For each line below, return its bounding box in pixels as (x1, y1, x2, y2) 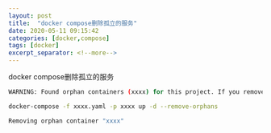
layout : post (8, 11, 52, 20)
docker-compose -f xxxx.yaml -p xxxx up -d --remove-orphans (8, 102, 219, 111)
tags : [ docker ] (8, 42, 60, 50)
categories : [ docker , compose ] (8, 34, 110, 42)
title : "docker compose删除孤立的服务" (8, 19, 138, 27)
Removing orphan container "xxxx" (8, 117, 125, 125)
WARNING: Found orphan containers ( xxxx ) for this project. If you (8, 88, 240, 96)
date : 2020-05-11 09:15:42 (8, 26, 99, 34)
